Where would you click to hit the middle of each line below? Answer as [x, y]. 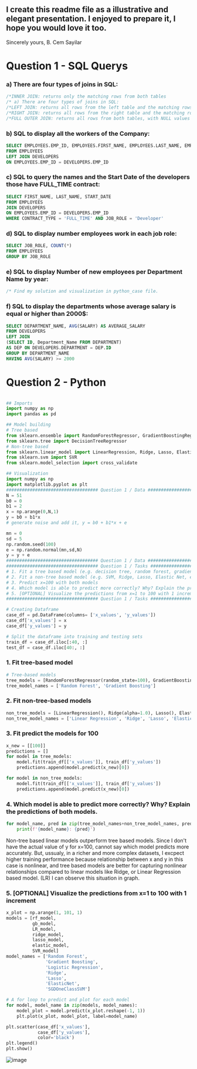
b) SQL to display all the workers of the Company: [78, 133]
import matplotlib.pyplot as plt [47, 485]
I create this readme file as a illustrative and [87, 10]
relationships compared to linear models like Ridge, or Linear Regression [94, 871]
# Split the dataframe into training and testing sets [74, 637]
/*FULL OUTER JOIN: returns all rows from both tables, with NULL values [98, 118]
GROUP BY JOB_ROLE [28, 257]
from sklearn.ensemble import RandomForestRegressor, [73, 435]
